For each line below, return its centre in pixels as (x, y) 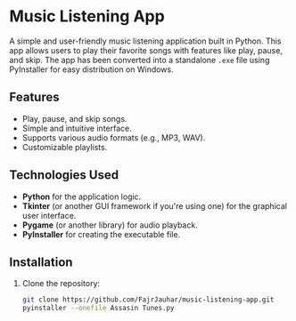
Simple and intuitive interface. (77, 128)
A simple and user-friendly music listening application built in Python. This (145, 41)
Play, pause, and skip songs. (74, 118)
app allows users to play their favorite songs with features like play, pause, (146, 50)
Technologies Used (64, 175)
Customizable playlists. (65, 147)
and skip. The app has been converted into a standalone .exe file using (140, 60)
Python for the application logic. (82, 197)
